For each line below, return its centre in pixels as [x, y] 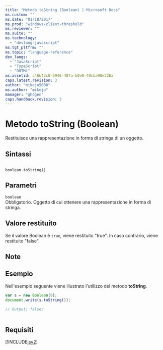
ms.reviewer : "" [22, 29]
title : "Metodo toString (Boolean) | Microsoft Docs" [63, 10]
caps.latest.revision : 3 [31, 80]
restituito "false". [23, 241]
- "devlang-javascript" [34, 43]
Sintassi [18, 154]
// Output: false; [24, 309]
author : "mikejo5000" [28, 85]
